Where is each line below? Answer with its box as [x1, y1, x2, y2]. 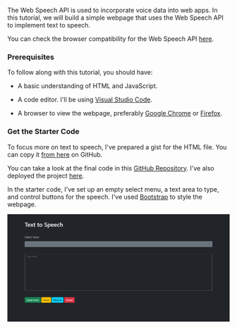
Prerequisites [7, 52, 54, 62]
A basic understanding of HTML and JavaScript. [17, 82, 158, 90]
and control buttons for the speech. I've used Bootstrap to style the [7, 192, 202, 201]
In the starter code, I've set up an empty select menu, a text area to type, [7, 185, 219, 193]
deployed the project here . [7, 171, 85, 180]
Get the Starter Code [7, 127, 80, 137]
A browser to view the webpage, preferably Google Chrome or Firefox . [17, 109, 223, 118]
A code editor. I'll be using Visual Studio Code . [17, 95, 153, 104]
